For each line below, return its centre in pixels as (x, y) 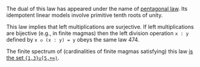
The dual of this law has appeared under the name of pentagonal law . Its (97, 9)
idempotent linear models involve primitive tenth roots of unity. (84, 15)
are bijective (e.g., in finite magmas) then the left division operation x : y (98, 33)
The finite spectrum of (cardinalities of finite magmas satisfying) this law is (100, 51)
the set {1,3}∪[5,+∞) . (33, 58)
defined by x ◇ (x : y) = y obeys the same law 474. (73, 40)
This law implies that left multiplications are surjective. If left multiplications (100, 27)
